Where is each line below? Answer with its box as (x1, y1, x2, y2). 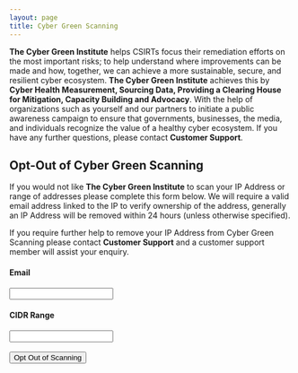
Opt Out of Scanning (13, 352, 83, 362)
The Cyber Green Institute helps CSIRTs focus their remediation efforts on (9, 46, 285, 56)
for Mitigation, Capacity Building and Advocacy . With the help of (9, 93, 253, 104)
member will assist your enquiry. (9, 247, 130, 257)
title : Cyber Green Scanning (9, 22, 118, 30)
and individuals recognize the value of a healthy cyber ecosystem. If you (9, 122, 278, 133)
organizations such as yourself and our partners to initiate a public (9, 103, 255, 114)
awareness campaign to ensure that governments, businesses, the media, (9, 113, 283, 124)
